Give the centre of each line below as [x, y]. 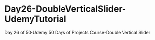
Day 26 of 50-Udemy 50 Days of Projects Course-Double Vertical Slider [77, 32]
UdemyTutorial [35, 19]
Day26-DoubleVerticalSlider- [65, 9]
